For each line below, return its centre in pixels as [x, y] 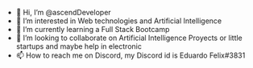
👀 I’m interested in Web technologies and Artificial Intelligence [119, 21]
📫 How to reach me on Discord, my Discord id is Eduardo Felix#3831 [131, 55]
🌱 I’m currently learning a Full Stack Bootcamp [93, 29]
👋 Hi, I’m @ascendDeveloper [63, 12]
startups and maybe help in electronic [79, 46]
